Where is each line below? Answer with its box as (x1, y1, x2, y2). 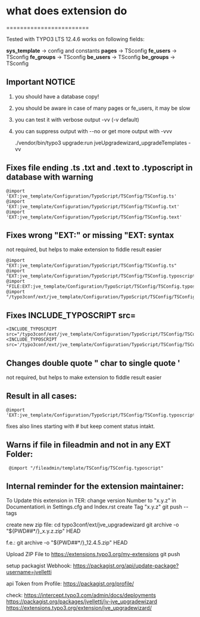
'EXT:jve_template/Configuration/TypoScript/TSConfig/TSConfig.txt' (6, 203, 180, 209)
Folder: (6, 449, 33, 459)
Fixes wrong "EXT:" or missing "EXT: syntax (6, 230, 174, 240)
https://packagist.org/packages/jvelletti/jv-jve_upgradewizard (6, 598, 158, 605)
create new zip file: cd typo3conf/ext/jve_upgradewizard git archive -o (6, 521, 179, 529)
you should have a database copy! (14, 92, 99, 100)
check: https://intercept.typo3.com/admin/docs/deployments (6, 592, 157, 599)
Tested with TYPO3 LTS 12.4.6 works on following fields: (6, 35, 145, 42)
